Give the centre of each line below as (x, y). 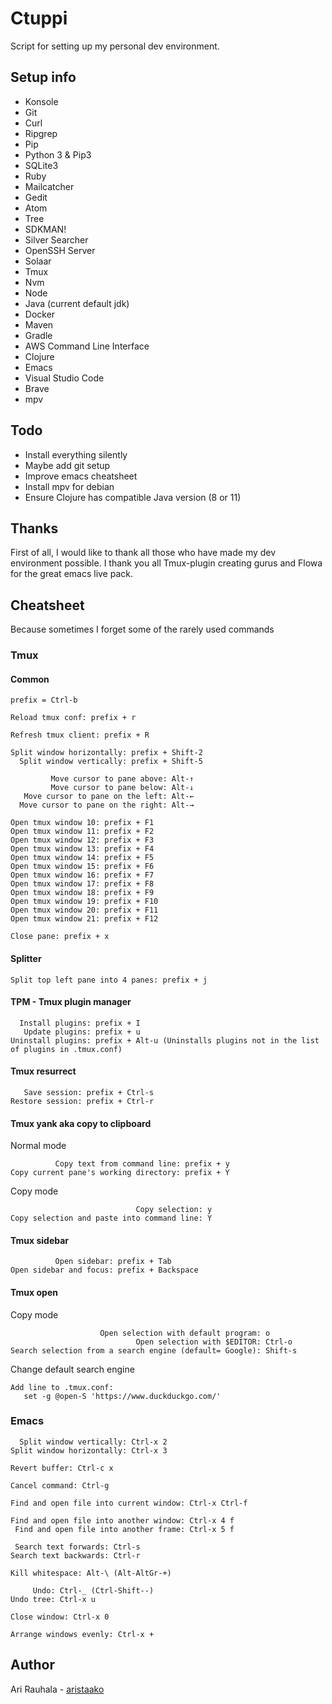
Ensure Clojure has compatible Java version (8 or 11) (133, 497)
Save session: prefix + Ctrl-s (89, 1092)
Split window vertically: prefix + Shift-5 (111, 762)
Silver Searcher (56, 239)
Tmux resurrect (43, 1071)
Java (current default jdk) (77, 303)
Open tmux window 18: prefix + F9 (82, 893)
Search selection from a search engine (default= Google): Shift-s (154, 1350)
